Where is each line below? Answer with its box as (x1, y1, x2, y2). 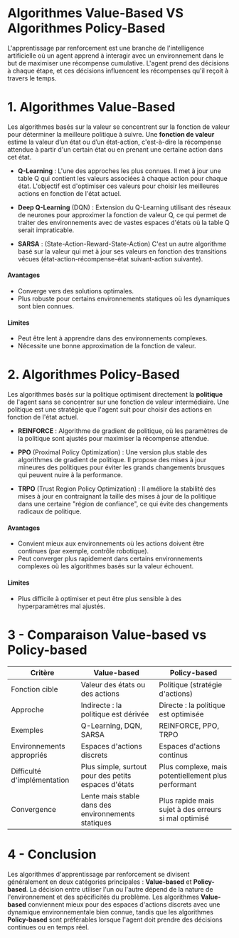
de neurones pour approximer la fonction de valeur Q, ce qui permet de (17, 210, 227, 219)
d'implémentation (11, 775, 70, 785)
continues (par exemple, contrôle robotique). (17, 547, 149, 556)
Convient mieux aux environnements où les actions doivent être (17, 539, 205, 548)
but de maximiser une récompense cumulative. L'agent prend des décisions (7, 58, 230, 67)
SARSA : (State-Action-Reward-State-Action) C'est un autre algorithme (17, 239, 227, 248)
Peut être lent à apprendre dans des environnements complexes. (17, 334, 208, 343)
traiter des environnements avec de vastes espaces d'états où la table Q (17, 218, 230, 226)
